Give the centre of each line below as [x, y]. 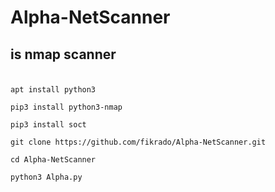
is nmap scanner [63, 54]
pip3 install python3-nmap [66, 107]
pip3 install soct [48, 124]
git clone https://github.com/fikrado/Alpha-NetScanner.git [138, 142]
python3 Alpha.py [46, 177]
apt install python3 [53, 89]
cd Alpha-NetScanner [53, 159]
